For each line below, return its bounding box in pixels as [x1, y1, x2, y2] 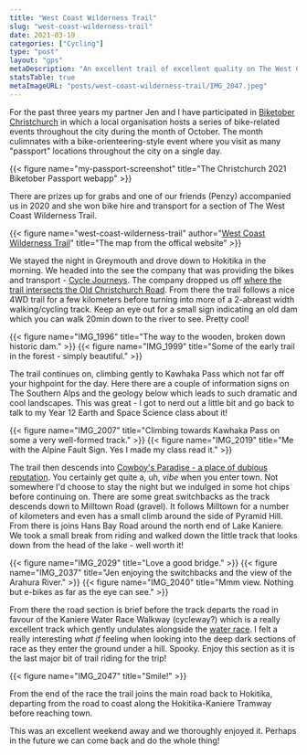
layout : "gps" [9, 56, 64, 65]
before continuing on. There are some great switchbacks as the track [9, 491, 270, 502]
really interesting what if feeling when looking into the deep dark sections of [9, 633, 297, 644]
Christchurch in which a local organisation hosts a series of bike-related [9, 116, 281, 127]
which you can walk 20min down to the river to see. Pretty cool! [9, 313, 249, 324]
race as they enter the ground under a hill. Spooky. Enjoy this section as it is [9, 643, 295, 654]
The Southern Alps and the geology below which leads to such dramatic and [9, 388, 298, 399]
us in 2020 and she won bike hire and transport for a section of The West [9, 200, 285, 211]
